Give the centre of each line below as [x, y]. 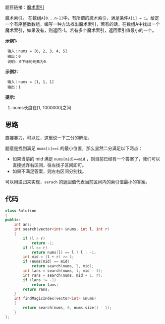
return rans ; [36, 289]
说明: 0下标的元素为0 [27, 62]
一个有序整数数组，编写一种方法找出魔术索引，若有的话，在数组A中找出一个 [82, 24]
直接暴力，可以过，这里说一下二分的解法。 [49, 138]
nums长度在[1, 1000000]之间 [42, 108]
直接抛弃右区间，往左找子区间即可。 [49, 165]
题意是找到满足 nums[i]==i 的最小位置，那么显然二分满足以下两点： [74, 148]
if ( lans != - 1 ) [40, 280]
